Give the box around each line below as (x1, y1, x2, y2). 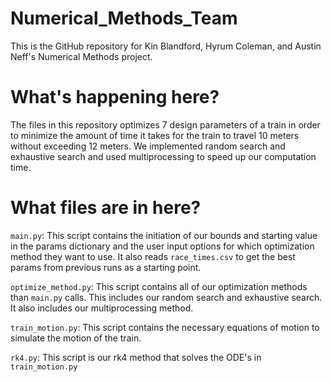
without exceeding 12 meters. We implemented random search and (10, 140, 286, 152)
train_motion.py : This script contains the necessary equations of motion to (10, 321, 320, 333)
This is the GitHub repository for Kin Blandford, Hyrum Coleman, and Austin (10, 40, 322, 52)
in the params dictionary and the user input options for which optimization (10, 240, 315, 252)
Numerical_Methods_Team (10, 7, 238, 30)
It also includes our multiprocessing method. (10, 302, 194, 314)
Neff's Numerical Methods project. (10, 50, 153, 62)
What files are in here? (10, 197, 202, 219)
